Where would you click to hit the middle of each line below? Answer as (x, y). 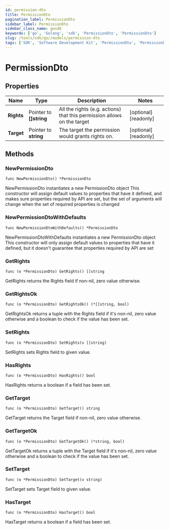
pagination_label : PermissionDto (40, 19)
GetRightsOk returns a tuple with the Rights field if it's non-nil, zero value (81, 314)
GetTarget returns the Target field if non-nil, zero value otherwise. (73, 418)
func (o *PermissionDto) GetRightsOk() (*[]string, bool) (67, 304)
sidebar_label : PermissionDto (37, 24)
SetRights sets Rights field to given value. (48, 352)
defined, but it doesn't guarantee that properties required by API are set (79, 248)
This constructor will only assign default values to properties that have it (80, 242)
